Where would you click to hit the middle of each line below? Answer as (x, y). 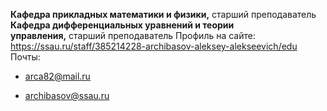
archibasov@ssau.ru (67, 95)
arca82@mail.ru (57, 76)
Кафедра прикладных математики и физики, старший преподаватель (163, 14)
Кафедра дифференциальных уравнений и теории (122, 25)
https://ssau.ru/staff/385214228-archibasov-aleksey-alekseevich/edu (154, 46)
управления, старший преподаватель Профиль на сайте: (133, 35)
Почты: (25, 57)
